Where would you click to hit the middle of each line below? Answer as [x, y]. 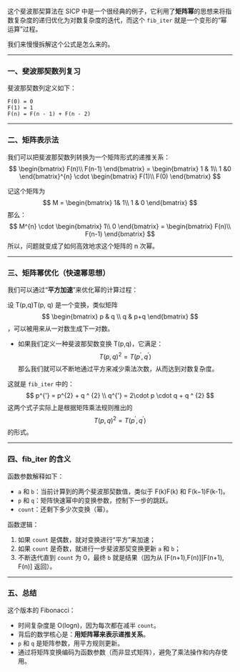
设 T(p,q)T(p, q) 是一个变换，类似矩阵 [62, 305]
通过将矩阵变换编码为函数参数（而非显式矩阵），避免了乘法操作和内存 [119, 652]
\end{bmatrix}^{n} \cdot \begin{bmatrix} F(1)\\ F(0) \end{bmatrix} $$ [120, 176]
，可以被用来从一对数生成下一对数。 [61, 329]
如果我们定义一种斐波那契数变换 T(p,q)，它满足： [90, 343]
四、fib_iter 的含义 [39, 459]
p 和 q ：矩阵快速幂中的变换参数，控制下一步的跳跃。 [95, 500]
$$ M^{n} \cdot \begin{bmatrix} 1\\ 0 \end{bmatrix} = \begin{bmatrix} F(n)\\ [120, 226]
